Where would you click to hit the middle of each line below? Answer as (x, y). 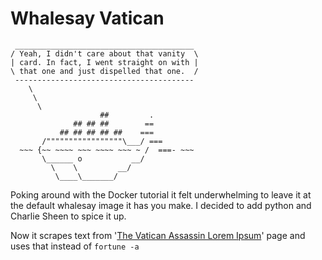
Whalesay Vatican (87, 18)
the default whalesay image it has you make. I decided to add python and (161, 205)
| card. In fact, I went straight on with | (104, 62)
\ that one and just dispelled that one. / (104, 71)
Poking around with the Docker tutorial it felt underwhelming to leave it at (161, 194)
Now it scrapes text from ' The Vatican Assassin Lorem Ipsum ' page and (158, 235)
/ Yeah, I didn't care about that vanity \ (104, 53)
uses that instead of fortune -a (75, 246)
